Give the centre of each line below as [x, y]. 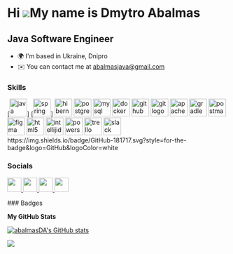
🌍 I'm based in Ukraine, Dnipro [63, 56]
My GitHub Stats [32, 216]
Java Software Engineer [61, 39]
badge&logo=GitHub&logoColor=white [63, 148]
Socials [20, 166]
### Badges [25, 203]
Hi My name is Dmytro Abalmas [104, 13]
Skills [17, 87]
